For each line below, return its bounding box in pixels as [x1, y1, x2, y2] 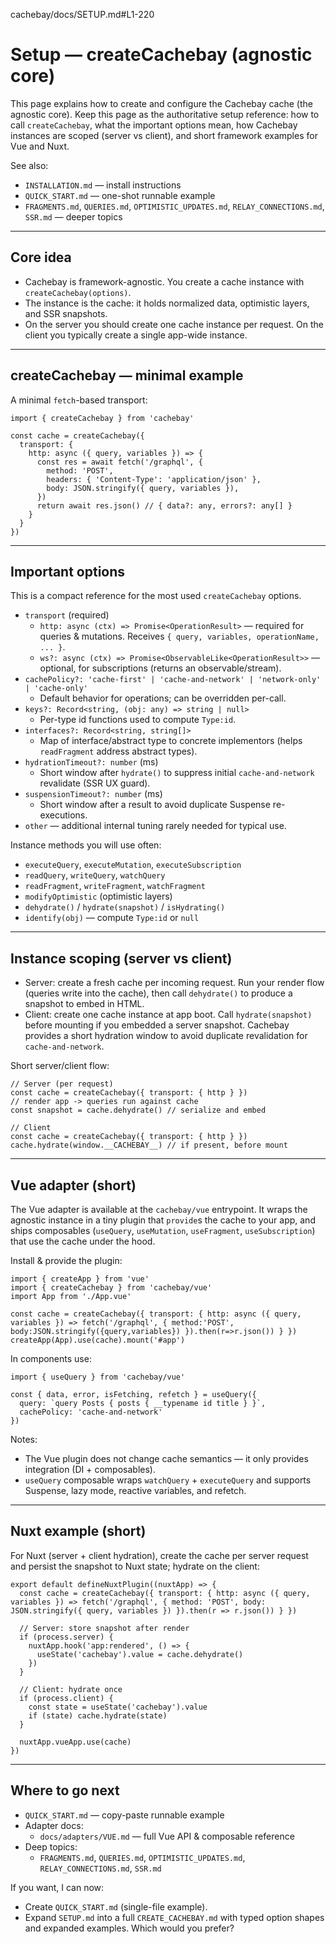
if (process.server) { [19, 1632, 114, 1642]
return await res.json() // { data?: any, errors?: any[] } [36, 500, 293, 511]
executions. [39, 809, 88, 821]
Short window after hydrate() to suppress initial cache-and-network [39, 767, 315, 779]
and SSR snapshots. [24, 307, 108, 319]
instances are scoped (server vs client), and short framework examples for [10, 129, 318, 141]
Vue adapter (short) [10, 1177, 137, 1194]
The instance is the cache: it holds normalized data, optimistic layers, [24, 297, 310, 309]
